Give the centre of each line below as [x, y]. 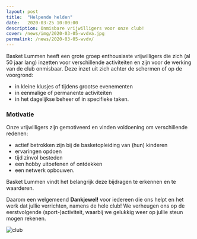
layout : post [22, 12]
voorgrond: [20, 75]
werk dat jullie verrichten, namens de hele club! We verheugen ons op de [96, 206]
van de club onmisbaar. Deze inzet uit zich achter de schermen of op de [94, 68]
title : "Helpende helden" [39, 17]
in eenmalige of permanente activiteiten [63, 93]
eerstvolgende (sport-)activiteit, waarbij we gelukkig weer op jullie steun [95, 212]
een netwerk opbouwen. [45, 170]
